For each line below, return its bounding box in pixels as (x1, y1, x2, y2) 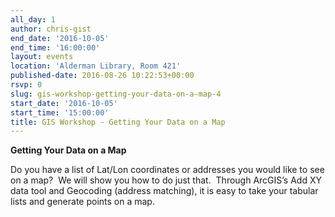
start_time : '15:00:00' (10, 107, 110, 118)
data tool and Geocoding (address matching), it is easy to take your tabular (10, 185, 319, 197)
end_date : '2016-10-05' (10, 33, 110, 43)
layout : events (10, 52, 74, 62)
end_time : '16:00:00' (10, 42, 101, 53)
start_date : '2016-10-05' (10, 98, 118, 108)
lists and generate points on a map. (10, 196, 155, 208)
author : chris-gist (10, 24, 92, 34)
